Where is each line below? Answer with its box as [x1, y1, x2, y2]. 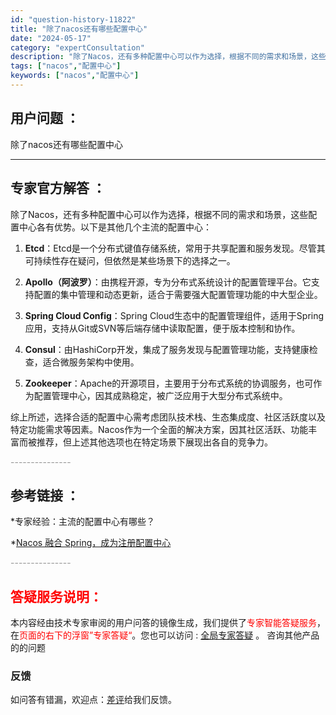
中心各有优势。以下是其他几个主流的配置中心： [18, 221, 212, 233]
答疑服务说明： [10, 588, 103, 605]
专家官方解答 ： [10, 180, 106, 197]
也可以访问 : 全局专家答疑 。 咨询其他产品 [149, 629, 320, 641]
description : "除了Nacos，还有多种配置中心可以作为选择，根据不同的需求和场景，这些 [10, 52, 327, 62]
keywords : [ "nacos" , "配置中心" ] [10, 71, 140, 81]
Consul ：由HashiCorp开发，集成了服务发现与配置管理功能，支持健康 [24, 343, 310, 355]
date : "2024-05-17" [10, 33, 92, 43]
